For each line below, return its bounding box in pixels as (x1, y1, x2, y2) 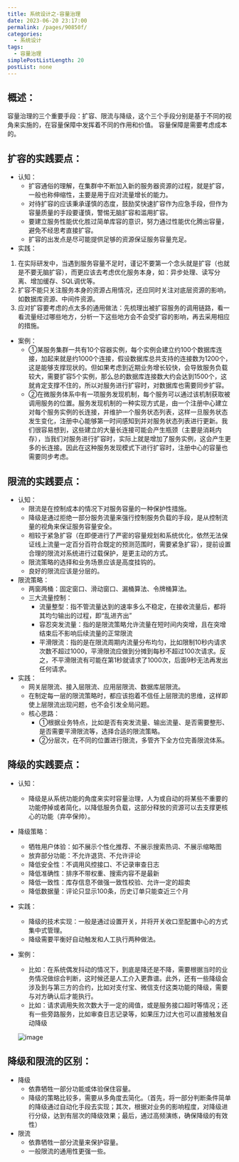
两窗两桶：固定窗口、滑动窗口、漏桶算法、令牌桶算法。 (28, 585, 191, 593)
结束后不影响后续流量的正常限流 (38, 629, 133, 638)
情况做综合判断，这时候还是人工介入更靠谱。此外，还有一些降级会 (34, 974, 228, 982)
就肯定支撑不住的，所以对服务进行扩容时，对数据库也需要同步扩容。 (28, 381, 228, 390)
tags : (7, 43, 23, 51)
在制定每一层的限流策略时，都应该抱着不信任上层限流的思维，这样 (28, 692, 222, 700)
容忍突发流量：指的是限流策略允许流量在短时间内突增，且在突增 (38, 621, 226, 629)
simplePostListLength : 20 (7, 57, 84, 64)
